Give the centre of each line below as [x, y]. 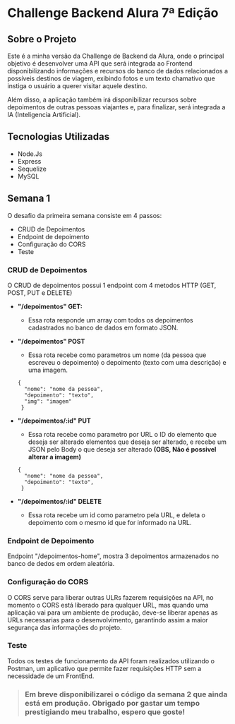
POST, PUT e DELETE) [40, 292]
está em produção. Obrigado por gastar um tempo [112, 703]
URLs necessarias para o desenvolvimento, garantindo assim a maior [108, 620]
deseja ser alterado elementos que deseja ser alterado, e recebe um [127, 442]
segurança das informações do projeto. [65, 627]
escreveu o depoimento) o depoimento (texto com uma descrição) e [127, 362]
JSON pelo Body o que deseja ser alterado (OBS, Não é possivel [122, 449]
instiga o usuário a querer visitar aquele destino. [77, 86]
